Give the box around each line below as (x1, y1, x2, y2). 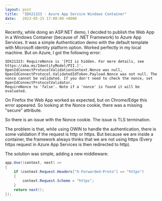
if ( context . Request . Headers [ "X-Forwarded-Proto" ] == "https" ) (14, 170, 145, 174)
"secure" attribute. (5, 107, 42, 114)
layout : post (5, 7, 32, 12)
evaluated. (5, 89, 27, 94)
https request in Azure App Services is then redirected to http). (5, 142, 131, 147)
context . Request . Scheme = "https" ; (22, 178, 95, 183)
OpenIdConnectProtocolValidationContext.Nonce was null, (5, 68, 123, 72)
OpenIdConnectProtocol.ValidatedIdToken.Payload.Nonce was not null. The (5, 72, 158, 77)
